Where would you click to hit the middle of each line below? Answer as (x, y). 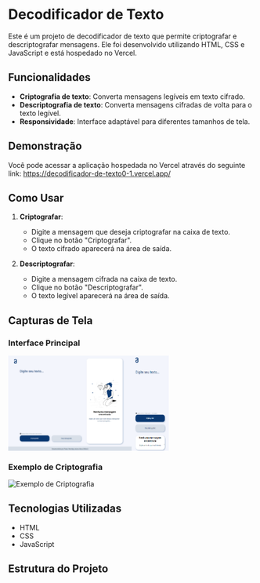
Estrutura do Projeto (58, 569)
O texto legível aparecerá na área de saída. (100, 296)
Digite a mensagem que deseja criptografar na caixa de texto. (131, 232)
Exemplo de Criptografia (56, 467)
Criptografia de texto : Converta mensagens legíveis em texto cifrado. (132, 97)
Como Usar (36, 198)
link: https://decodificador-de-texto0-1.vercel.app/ (89, 173)
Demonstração (45, 146)
